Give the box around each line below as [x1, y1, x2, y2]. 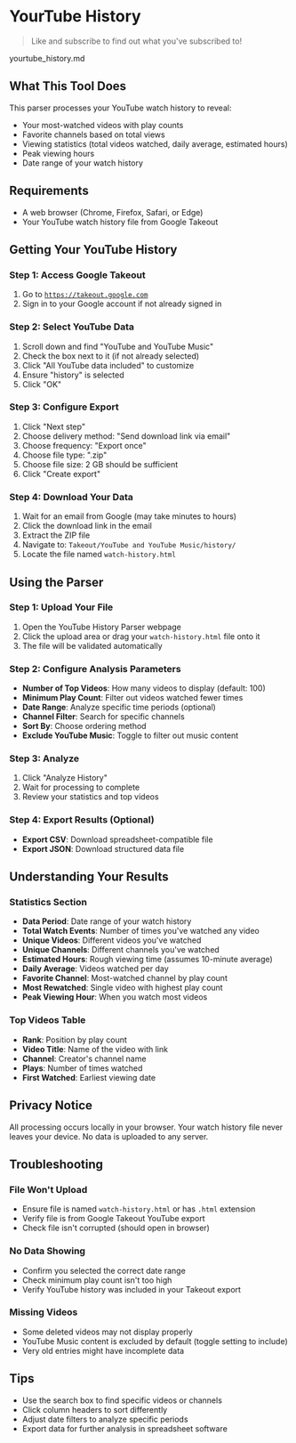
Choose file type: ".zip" [21, 450, 108, 460]
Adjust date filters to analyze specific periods [21, 1414, 188, 1424]
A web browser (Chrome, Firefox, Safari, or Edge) [21, 207, 204, 217]
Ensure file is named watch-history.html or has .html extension [21, 1204, 256, 1214]
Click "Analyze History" [21, 773, 108, 783]
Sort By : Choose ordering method [21, 721, 147, 732]
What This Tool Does [9, 78, 127, 94]
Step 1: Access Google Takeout [9, 269, 146, 281]
